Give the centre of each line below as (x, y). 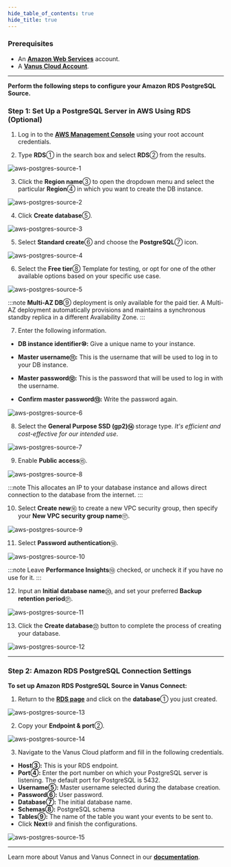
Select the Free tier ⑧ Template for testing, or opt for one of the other (117, 269)
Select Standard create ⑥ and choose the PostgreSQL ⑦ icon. (108, 242)
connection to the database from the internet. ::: (75, 495)
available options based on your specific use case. (89, 276)
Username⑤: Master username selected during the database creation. (119, 787)
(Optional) (25, 119)
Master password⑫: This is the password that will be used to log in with (120, 378)
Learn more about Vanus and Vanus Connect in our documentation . (104, 857)
